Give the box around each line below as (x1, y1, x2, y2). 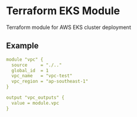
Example (6, 41, 39, 51)
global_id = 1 (11, 67, 49, 73)
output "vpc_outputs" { (6, 95, 65, 100)
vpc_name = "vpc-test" (11, 73, 73, 79)
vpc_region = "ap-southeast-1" (11, 79, 89, 84)
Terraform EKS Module (6, 4, 120, 18)
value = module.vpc (11, 100, 60, 106)
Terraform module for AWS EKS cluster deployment (6, 24, 131, 31)
